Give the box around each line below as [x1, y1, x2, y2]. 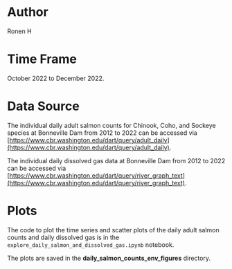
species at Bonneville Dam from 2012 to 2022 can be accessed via [7, 129, 197, 137]
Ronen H [7, 27, 33, 35]
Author [7, 4, 48, 20]
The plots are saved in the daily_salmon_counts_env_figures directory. [7, 254, 211, 262]
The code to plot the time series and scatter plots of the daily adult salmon [7, 225, 220, 234]
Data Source [7, 98, 80, 114]
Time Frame [7, 51, 78, 67]
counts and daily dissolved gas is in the [7, 233, 120, 241]
